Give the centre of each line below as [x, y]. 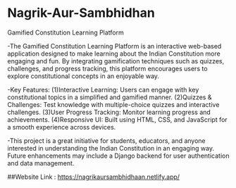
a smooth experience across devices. [62, 127]
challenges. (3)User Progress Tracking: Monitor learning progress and [109, 112]
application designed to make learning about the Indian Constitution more [114, 54]
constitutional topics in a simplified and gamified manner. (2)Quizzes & [110, 97]
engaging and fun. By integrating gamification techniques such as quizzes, [116, 61]
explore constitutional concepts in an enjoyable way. [83, 76]
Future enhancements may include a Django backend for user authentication [118, 156]
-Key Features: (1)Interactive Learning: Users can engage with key [103, 89]
